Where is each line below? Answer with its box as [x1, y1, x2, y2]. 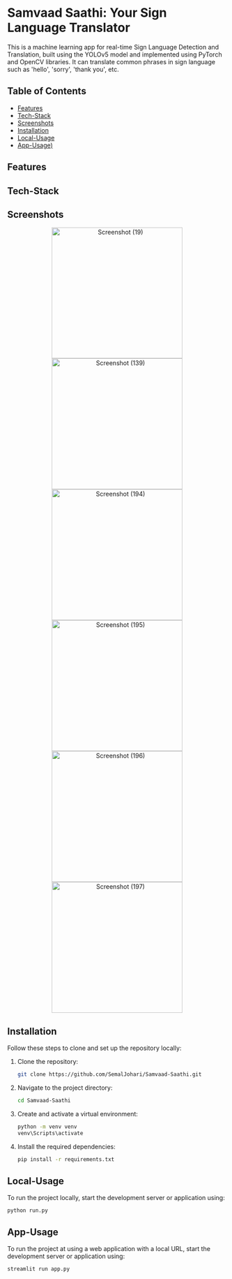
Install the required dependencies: [17, 1142, 116, 1151]
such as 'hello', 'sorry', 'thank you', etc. [7, 65, 120, 73]
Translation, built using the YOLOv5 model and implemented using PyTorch [7, 50, 222, 59]
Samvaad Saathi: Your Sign [7, 5, 167, 21]
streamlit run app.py [7, 1266, 70, 1273]
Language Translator [7, 20, 130, 36]
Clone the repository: [17, 1058, 79, 1066]
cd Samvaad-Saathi [17, 1097, 71, 1104]
